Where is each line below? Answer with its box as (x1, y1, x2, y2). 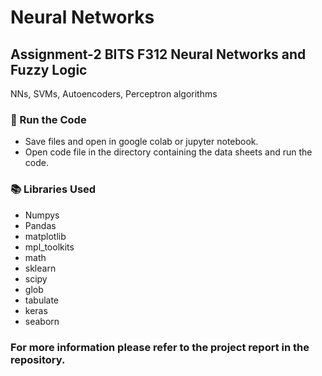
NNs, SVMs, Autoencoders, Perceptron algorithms (10, 88, 218, 100)
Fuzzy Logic (10, 61, 88, 78)
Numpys (24, 209, 60, 221)
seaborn (24, 315, 60, 327)
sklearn (24, 262, 57, 274)
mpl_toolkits (24, 241, 75, 253)
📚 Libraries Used (10, 182, 97, 196)
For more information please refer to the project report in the (10, 340, 310, 354)
